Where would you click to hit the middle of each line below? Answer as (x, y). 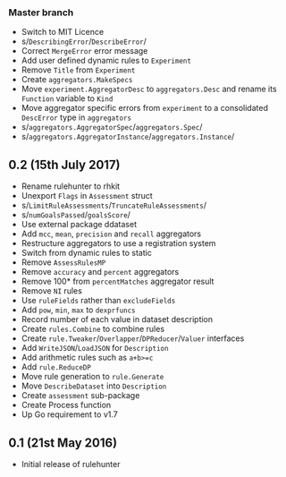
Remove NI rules (51, 291)
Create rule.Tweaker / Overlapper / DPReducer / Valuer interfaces (133, 338)
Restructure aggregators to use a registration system (118, 243)
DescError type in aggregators (76, 117)
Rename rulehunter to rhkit (71, 186)
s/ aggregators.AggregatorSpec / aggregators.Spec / (112, 127)
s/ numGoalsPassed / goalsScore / (76, 215)
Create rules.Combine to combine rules (93, 329)
